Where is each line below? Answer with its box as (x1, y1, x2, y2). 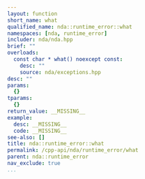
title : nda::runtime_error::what (7, 141, 105, 148)
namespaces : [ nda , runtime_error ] (7, 29, 108, 37)
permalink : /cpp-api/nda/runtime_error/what (7, 147, 139, 154)
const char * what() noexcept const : (13, 56, 123, 63)
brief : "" (7, 43, 36, 50)
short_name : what (7, 17, 58, 24)
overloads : (7, 50, 39, 57)
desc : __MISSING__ (13, 120, 68, 128)
